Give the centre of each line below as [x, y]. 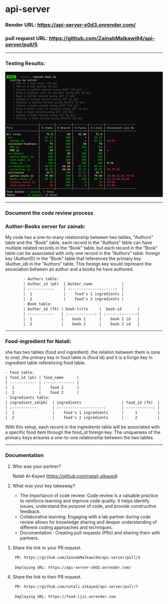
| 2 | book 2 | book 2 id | [81, 324]
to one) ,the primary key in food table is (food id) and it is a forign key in [79, 358]
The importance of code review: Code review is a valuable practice [89, 495]
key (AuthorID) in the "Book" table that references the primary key [73, 258]
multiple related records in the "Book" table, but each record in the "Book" [82, 248]
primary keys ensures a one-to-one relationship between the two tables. [80, 438]
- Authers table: [41, 279]
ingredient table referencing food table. [45, 363]
